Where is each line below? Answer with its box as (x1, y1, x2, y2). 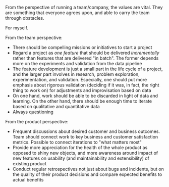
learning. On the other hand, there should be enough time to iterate (12, 98, 152, 104)
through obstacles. (5, 15, 44, 21)
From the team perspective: (5, 35, 63, 40)
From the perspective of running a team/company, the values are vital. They (5, 5, 163, 10)
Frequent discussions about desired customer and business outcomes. (12, 128, 160, 134)
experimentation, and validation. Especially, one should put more (12, 77, 147, 82)
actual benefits (12, 177, 44, 182)
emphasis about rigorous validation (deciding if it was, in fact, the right (12, 82, 160, 88)
